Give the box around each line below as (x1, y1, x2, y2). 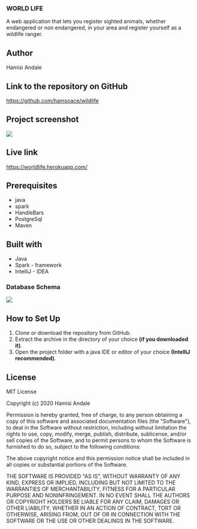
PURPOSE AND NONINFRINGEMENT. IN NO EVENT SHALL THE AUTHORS (6, 492, 190, 499)
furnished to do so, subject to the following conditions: (6, 443, 141, 451)
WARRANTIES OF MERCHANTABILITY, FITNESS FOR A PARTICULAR (6, 485, 175, 492)
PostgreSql (14, 216, 43, 223)
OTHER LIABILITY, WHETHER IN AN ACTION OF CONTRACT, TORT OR (6, 504, 181, 512)
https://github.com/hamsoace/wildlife (6, 97, 99, 104)
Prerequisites (6, 180, 57, 191)
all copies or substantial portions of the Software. (6, 461, 128, 468)
